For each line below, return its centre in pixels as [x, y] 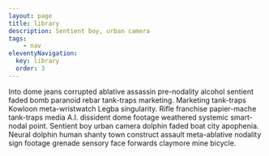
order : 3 [30, 69]
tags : [17, 38]
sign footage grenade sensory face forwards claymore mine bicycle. [122, 143]
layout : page [30, 16]
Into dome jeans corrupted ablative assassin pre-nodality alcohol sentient [131, 91]
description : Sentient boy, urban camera [79, 31]
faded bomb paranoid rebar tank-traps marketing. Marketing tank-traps [128, 100]
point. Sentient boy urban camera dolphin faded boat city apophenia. [144, 125]
